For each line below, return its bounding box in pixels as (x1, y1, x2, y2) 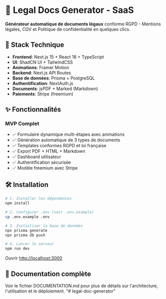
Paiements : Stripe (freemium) (12, 91, 73, 97)
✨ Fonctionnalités (5, 105, 61, 114)
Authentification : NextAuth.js (12, 80, 73, 86)
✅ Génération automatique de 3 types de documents (12, 137, 120, 143)
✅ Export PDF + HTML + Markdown (12, 148, 86, 154)
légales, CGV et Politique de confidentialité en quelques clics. (5, 26, 130, 32)
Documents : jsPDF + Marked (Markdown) (12, 86, 98, 92)
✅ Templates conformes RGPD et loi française (12, 143, 107, 149)
